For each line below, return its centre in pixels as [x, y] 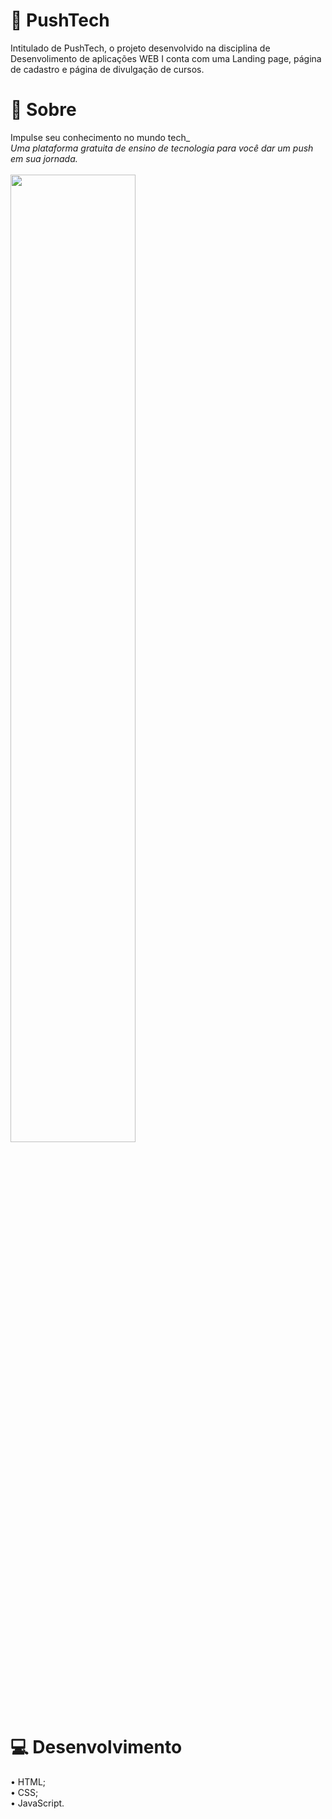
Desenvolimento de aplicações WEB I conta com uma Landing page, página [166, 58]
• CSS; [24, 1792]
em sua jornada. [44, 158]
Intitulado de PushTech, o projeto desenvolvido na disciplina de [140, 48]
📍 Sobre [43, 110]
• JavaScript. [37, 1803]
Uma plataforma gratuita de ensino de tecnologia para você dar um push [162, 148]
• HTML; [28, 1781]
